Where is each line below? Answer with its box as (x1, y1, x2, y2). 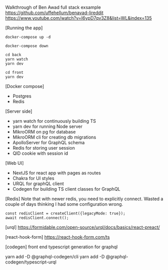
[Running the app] (5, 25, 43, 31)
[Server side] (5, 108, 33, 114)
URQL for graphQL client (12, 181, 64, 187)
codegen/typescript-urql (5, 259, 57, 265)
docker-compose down (5, 43, 49, 49)
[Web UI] (5, 160, 24, 166)
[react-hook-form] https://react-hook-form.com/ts (5, 234, 110, 240)
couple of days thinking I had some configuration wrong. (5, 201, 123, 207)
